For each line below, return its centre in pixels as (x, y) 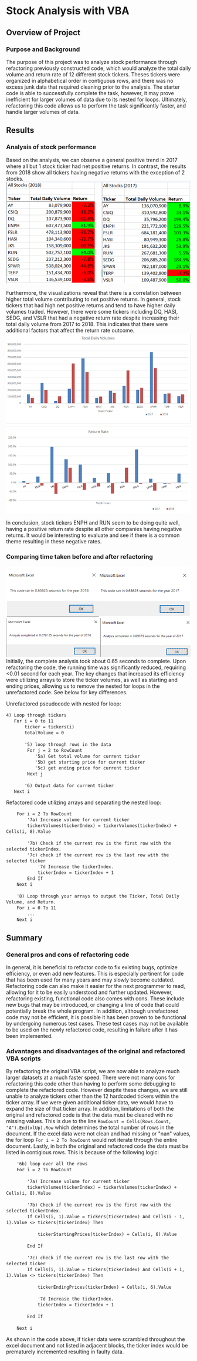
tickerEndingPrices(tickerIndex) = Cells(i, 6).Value (104, 1288)
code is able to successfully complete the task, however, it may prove (90, 93)
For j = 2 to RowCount (55, 751)
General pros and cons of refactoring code (68, 955)
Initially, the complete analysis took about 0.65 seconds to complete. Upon (96, 661)
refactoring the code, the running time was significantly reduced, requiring (96, 667)
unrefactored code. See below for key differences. (67, 693)
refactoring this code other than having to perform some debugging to (91, 1084)
